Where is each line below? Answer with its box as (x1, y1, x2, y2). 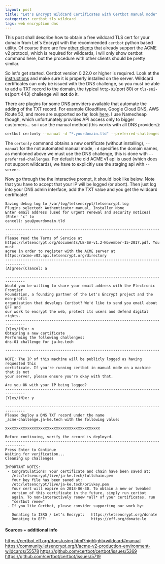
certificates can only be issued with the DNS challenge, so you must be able (5, 81, 160, 87)
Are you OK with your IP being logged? (5, 383, 87, 388)
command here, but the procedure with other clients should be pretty (5, 55, 145, 62)
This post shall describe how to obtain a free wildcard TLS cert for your (5, 35, 150, 40)
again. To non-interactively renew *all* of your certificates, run (11, 495, 155, 500)
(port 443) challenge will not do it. (9, 91, 79, 97)
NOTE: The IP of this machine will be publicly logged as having (5, 357, 142, 362)
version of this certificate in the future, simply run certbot (11, 490, 147, 496)
